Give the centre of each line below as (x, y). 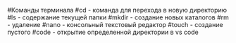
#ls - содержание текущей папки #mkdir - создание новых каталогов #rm (118, 17)
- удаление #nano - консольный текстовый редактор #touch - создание (115, 25)
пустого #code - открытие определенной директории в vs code (103, 32)
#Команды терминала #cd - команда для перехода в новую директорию (117, 10)
